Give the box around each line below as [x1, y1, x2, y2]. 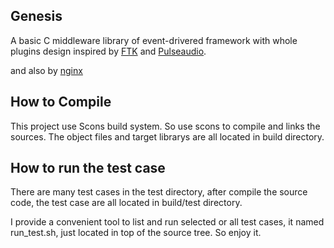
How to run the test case [10, 160, 166, 177]
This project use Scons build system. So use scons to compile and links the [10, 120, 321, 132]
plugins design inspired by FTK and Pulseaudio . [10, 45, 207, 57]
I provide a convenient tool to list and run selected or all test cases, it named [10, 216, 325, 228]
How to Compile [10, 94, 112, 111]
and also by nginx [10, 64, 83, 76]
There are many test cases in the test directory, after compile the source [10, 186, 308, 198]
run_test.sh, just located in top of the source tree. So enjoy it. [10, 227, 262, 239]
